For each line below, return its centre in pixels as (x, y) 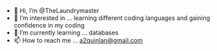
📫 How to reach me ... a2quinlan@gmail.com (78, 40)
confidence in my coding (49, 25)
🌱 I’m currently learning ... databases (66, 32)
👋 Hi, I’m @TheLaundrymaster (56, 11)
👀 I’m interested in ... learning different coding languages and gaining (112, 18)
